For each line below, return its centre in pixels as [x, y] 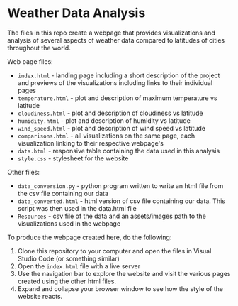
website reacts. [40, 296]
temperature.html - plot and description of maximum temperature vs [117, 98]
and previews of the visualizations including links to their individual [115, 82]
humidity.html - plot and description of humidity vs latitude [104, 120]
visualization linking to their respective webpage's [91, 143]
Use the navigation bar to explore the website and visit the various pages [124, 273]
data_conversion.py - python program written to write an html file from [120, 185]
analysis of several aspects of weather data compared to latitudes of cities [116, 40]
